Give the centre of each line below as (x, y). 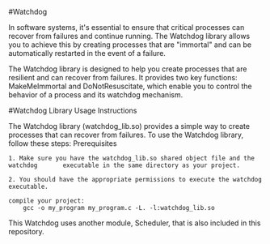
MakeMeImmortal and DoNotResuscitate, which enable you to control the (130, 86)
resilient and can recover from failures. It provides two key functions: (123, 77)
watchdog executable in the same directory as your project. (124, 165)
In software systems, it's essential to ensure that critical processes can (127, 27)
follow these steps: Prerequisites (63, 143)
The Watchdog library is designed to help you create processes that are (128, 69)
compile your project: (46, 201)
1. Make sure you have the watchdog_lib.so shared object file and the (131, 158)
